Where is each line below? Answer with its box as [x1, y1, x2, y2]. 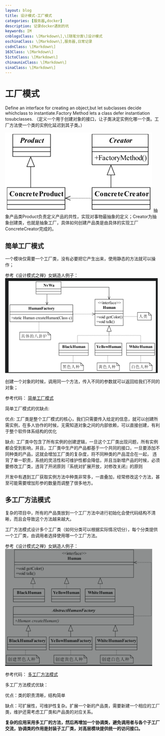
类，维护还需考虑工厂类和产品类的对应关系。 [5, 709, 96, 715]
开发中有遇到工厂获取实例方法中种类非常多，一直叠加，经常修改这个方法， [5, 474, 156, 480]
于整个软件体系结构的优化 [5, 428, 57, 434]
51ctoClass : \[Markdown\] [5, 55, 58, 60]
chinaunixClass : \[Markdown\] [5, 60, 67, 65]
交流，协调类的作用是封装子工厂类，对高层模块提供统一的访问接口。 [5, 725, 143, 731]
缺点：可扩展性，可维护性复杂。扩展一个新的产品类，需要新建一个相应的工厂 [5, 703, 160, 708]
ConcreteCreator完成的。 [5, 226, 56, 232]
